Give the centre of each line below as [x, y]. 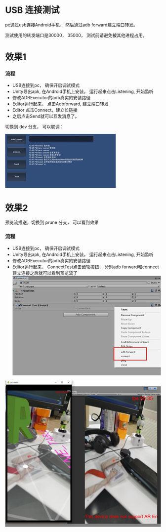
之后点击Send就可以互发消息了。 [46, 116]
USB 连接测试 [32, 10]
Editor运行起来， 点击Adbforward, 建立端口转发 [60, 104]
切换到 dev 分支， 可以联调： [35, 127]
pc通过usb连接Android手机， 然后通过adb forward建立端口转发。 [72, 25]
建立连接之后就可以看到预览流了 [45, 273]
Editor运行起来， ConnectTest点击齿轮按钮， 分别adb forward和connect [85, 267]
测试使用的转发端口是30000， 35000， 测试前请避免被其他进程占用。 [76, 35]
